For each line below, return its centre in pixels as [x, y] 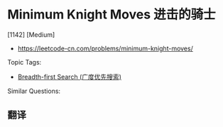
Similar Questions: [34, 91]
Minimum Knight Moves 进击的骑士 [112, 15]
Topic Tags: [25, 62]
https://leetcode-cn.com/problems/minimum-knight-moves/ [105, 48]
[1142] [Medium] [31, 34]
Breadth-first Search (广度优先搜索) [70, 77]
